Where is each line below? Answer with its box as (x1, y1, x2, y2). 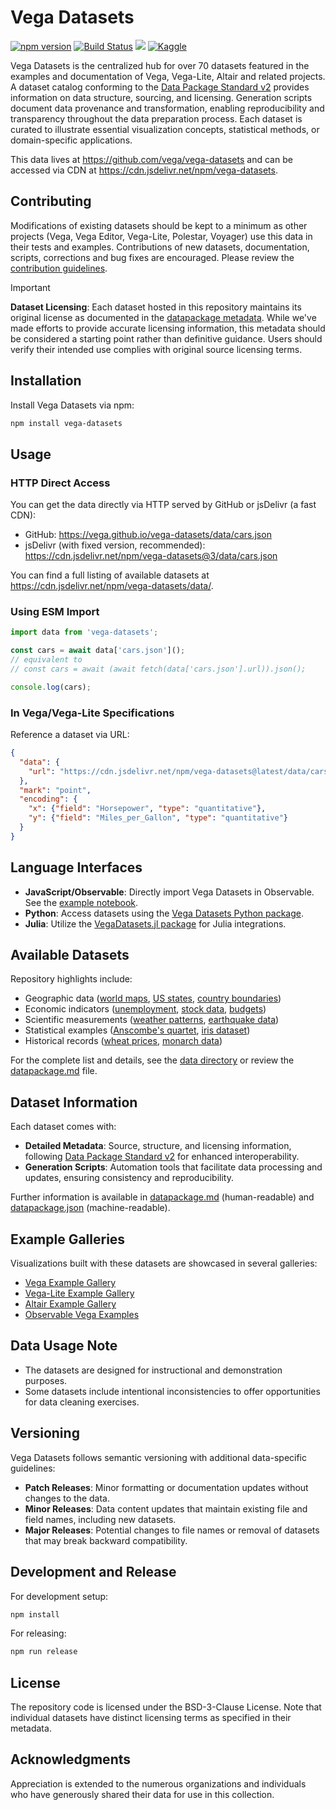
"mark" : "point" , (19, 785, 92, 795)
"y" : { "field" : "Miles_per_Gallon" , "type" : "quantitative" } (28, 813, 289, 823)
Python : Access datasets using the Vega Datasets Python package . (24, 907, 304, 919)
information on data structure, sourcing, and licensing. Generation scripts (10, 91, 313, 103)
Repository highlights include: (10, 973, 133, 985)
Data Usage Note (10, 1337, 118, 1355)
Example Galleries (10, 1231, 126, 1248)
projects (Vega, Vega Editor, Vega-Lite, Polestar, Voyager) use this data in (10, 230, 313, 242)
